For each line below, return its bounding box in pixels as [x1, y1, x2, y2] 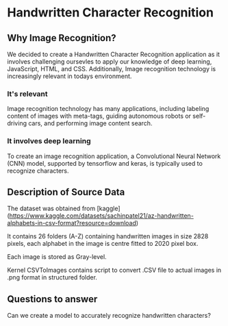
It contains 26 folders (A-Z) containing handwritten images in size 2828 [7, 232, 209, 240]
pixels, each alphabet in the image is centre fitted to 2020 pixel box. [7, 240, 199, 248]
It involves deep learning [7, 136, 91, 146]
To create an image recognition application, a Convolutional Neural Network [7, 152, 221, 160]
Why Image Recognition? [7, 32, 116, 44]
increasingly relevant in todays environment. [7, 72, 132, 80]
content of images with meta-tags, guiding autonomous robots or [7, 112, 192, 121]
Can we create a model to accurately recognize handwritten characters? [7, 312, 211, 320]
